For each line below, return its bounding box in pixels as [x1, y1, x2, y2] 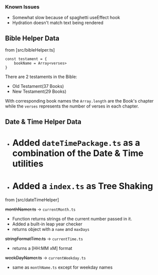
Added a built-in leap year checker [12, 221, 82, 227]
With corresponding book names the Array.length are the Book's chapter [5, 98, 154, 104]
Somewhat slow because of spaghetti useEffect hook [12, 15, 120, 21]
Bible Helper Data [5, 34, 60, 42]
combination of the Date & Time [12, 147, 144, 159]
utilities [12, 158, 44, 169]
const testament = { [5, 56, 48, 62]
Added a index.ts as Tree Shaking [12, 180, 153, 192]
